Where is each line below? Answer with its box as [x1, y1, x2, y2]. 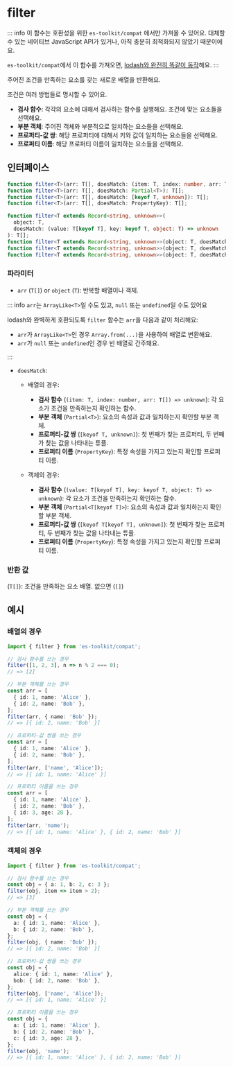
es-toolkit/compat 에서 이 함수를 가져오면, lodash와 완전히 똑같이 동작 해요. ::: [7, 60, 219, 69]
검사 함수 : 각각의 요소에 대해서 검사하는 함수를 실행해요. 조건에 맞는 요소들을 [17, 105, 223, 113]
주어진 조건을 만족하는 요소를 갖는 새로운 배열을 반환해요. [7, 75, 161, 84]
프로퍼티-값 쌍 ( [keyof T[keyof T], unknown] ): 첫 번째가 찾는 [37, 520, 207, 528]
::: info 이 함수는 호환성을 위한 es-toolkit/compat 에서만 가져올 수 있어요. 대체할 [7, 28, 225, 37]
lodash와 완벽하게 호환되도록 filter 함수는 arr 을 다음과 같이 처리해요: [7, 315, 199, 324]
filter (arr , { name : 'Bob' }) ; [7, 713, 98, 720]
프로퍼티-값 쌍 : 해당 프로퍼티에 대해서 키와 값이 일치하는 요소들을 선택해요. [17, 130, 218, 139]
